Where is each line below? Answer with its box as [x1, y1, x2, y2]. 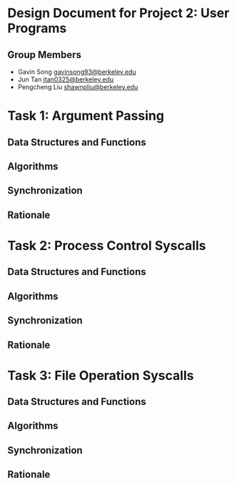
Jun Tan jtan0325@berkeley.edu [17, 75, 114, 84]
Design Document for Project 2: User [7, 5, 230, 21]
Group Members [7, 49, 82, 61]
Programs [7, 20, 67, 36]
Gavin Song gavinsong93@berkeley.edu [17, 68, 137, 76]
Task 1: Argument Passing [7, 108, 164, 124]
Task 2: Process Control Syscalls [7, 237, 206, 254]
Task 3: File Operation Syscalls [7, 367, 194, 384]
